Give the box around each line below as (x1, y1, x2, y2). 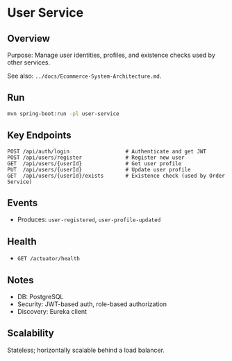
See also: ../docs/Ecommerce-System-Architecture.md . (7, 72, 162, 80)
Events (7, 196, 38, 209)
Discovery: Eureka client (17, 307, 88, 315)
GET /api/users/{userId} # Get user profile (7, 160, 182, 167)
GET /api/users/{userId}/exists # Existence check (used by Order (7, 172, 226, 179)
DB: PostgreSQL (17, 292, 64, 301)
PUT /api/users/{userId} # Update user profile (7, 166, 191, 173)
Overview (7, 33, 51, 44)
